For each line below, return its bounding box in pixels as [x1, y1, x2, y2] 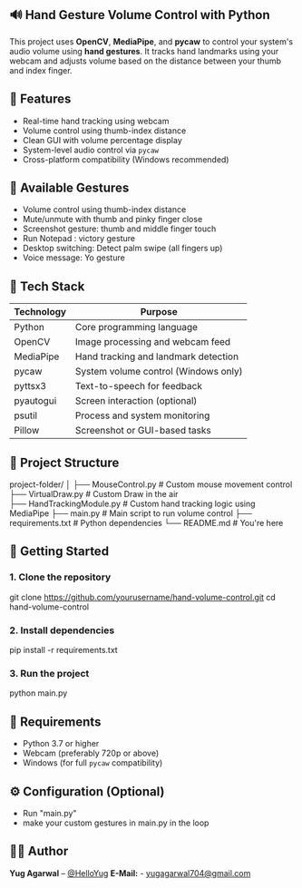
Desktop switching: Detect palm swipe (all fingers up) [22, 243, 223, 254]
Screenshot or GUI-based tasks [75, 424, 211, 437]
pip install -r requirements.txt [9, 645, 118, 656]
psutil [14, 409, 38, 422]
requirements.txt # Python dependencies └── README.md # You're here [9, 518, 284, 529]
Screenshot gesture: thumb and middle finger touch [22, 223, 217, 234]
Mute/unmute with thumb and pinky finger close [22, 214, 203, 225]
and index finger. [9, 64, 73, 75]
